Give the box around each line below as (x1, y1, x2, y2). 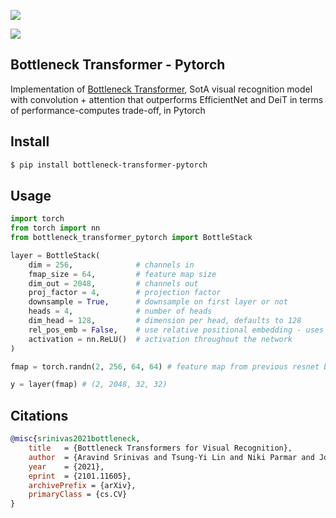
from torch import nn (10, 223, 101, 234)
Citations (10, 407, 69, 424)
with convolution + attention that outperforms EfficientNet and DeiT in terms (10, 93, 324, 105)
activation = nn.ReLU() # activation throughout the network (28, 334, 293, 344)
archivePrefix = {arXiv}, (28, 480, 137, 490)
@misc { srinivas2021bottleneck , (10, 434, 141, 444)
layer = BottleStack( (10, 250, 101, 260)
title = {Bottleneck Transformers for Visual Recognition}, (28, 443, 293, 453)
